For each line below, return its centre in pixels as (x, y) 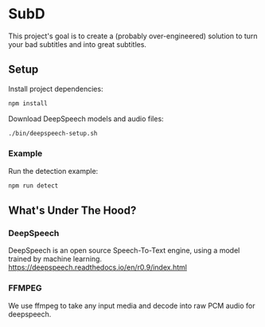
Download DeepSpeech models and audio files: (86, 118)
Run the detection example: (53, 171)
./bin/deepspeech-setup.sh (53, 133)
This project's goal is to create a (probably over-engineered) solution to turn (133, 36)
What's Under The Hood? (72, 211)
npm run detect (33, 185)
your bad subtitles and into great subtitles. (78, 44)
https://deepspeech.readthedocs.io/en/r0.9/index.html (97, 267)
